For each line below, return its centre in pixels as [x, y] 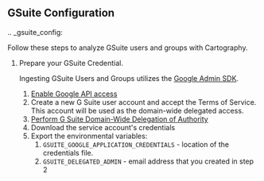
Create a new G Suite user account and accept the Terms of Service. [144, 102]
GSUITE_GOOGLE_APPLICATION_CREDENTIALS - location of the [136, 144]
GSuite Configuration [61, 13]
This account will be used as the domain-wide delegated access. [137, 110]
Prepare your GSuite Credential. [71, 63]
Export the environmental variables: [89, 136]
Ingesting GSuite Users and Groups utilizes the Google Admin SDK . [129, 78]
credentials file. [68, 152]
